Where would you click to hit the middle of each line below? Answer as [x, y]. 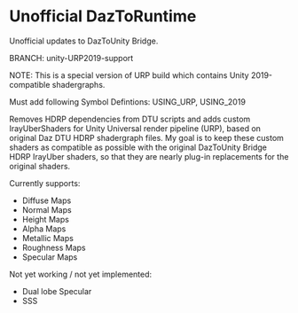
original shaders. [40, 166]
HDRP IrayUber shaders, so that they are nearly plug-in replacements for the [149, 156]
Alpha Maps [44, 229]
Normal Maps [47, 209]
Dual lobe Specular [57, 291]
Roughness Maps [54, 247]
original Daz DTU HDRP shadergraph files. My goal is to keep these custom [146, 137]
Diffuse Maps [47, 200]
